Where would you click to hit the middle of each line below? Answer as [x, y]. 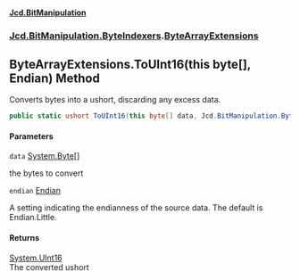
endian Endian [35, 191]
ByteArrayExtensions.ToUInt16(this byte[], [130, 64]
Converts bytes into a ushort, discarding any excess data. [115, 100]
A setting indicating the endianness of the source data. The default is [136, 208]
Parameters [31, 136]
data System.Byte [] [45, 156]
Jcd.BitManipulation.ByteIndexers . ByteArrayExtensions [134, 36]
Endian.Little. [33, 218]
